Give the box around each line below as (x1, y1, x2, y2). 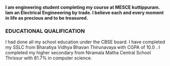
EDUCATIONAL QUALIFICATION (5, 27, 85, 34)
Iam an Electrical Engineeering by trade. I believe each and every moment (5, 10, 164, 16)
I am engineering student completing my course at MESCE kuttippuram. (5, 5, 160, 10)
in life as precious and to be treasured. (5, 15, 88, 21)
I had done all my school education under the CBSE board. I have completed (5, 39, 165, 45)
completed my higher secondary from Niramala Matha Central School (5, 50, 151, 56)
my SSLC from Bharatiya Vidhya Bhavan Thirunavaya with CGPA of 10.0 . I (5, 44, 160, 50)
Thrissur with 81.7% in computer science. (5, 55, 93, 61)
